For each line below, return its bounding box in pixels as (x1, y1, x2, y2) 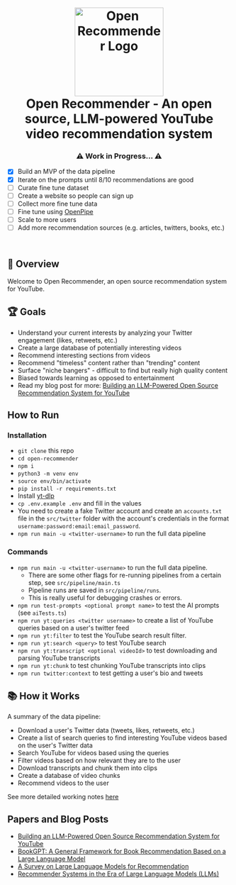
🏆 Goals (7, 306, 46, 318)
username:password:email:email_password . (17, 522, 140, 530)
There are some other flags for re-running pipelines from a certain (28, 571, 222, 579)
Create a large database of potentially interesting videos (17, 343, 182, 352)
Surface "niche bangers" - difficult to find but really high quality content (17, 366, 228, 374)
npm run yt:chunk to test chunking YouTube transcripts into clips (17, 661, 206, 669)
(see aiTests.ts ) (17, 608, 67, 617)
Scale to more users (17, 215, 77, 223)
